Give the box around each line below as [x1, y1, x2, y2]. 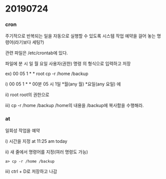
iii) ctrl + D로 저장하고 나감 [5, 168, 57, 174]
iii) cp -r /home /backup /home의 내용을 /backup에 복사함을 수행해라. [5, 103, 144, 109]
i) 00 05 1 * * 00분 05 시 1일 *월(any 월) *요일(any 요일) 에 [5, 81, 121, 87]
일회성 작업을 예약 [5, 127, 40, 133]
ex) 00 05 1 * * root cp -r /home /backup [5, 71, 88, 77]
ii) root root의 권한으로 [5, 92, 49, 98]
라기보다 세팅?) [14, 39, 44, 45]
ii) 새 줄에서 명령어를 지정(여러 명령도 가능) [5, 149, 88, 155]
